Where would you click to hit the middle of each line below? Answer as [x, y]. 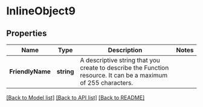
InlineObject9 [41, 11]
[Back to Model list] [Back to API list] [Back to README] [76, 98]
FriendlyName [30, 72]
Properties [27, 33]
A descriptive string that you [120, 60]
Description [125, 50]
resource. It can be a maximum [124, 75]
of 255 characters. [107, 83]
